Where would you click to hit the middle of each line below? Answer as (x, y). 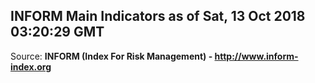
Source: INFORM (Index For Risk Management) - (111, 56)
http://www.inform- (256, 56)
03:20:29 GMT (57, 32)
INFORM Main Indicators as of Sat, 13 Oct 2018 (158, 16)
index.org (31, 66)
